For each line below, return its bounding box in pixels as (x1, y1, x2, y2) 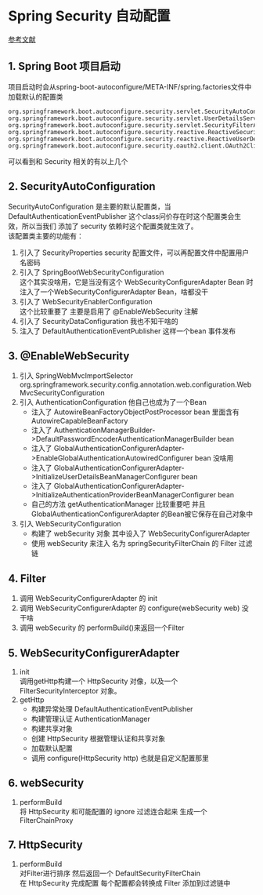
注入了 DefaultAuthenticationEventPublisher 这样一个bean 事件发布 (19, 326, 236, 336)
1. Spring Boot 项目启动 (8, 60, 121, 73)
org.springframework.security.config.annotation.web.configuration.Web (19, 380, 252, 389)
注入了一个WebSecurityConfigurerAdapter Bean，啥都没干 (19, 287, 209, 297)
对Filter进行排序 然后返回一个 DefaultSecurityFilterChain (19, 868, 201, 878)
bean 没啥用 (194, 453, 234, 463)
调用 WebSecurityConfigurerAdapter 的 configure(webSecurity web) (19, 603, 240, 613)
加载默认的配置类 (8, 92, 63, 101)
